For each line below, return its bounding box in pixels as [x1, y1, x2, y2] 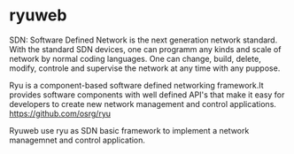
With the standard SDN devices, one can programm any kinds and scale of [9, 43, 282, 54]
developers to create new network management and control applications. [9, 98, 277, 109]
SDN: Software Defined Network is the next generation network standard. [9, 35, 278, 45]
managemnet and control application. [9, 135, 146, 145]
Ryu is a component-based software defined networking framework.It [9, 80, 264, 90]
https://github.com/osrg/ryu [9, 108, 112, 119]
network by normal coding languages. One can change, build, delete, [9, 53, 261, 64]
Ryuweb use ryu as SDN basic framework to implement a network [9, 125, 250, 135]
